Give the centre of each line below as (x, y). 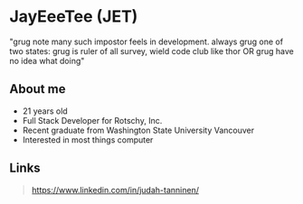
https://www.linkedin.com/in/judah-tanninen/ (115, 190)
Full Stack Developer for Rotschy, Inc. (92, 120)
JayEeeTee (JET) (74, 17)
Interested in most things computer (88, 139)
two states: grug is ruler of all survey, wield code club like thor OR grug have (151, 51)
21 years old (45, 111)
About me (38, 89)
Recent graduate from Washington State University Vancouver (138, 130)
